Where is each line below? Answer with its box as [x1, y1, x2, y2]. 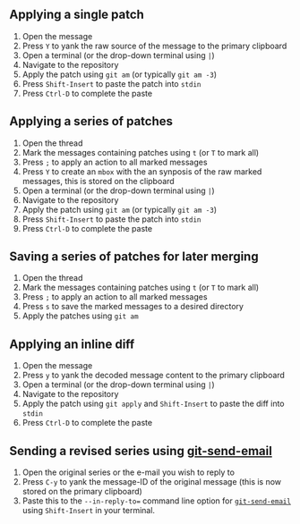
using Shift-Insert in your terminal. [21, 505, 155, 516]
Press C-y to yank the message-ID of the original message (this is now [21, 477, 282, 487]
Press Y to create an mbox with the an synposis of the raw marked [21, 165, 262, 177]
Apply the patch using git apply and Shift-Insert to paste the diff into [21, 398, 285, 410]
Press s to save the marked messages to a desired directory [21, 301, 244, 312]
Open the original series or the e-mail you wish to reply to [21, 467, 236, 478]
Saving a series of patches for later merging [9, 249, 259, 265]
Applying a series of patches [9, 114, 173, 129]
